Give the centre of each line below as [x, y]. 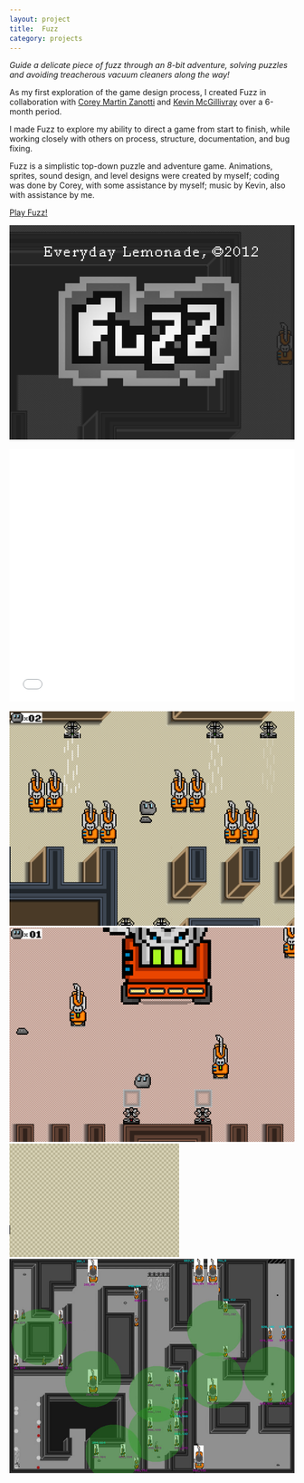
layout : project [40, 19]
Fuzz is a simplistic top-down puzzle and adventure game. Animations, [141, 166]
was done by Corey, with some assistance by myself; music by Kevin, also [147, 185]
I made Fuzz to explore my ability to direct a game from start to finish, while [150, 129]
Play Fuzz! [28, 212]
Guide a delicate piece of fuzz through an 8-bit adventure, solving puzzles [148, 65]
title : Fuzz [34, 29]
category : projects [46, 38]
